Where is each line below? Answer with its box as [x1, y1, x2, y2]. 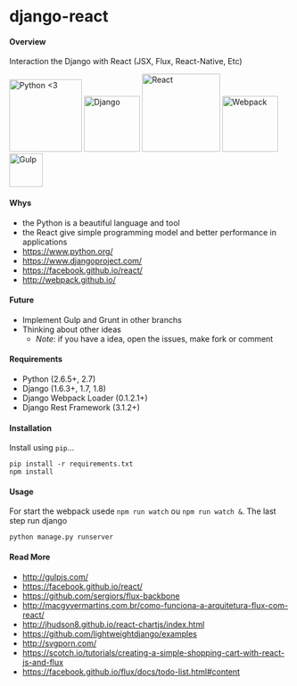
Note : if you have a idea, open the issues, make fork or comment [35, 333, 274, 344]
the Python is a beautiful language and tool [21, 217, 180, 228]
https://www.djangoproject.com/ [21, 255, 143, 266]
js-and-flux [21, 657, 64, 667]
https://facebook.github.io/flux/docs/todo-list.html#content [21, 666, 241, 677]
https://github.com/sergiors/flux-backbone [21, 591, 180, 601]
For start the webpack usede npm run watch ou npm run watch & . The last [9, 506, 276, 517]
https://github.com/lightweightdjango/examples [21, 628, 198, 639]
